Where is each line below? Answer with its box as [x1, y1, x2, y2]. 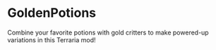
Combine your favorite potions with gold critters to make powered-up [7, 28, 210, 37]
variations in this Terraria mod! [7, 35, 97, 44]
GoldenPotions [7, 5, 97, 21]
